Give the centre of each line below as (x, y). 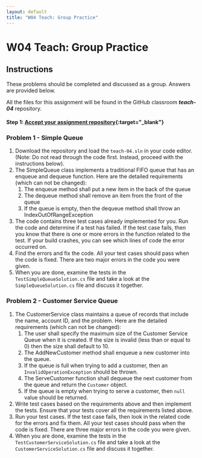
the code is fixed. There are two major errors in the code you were (97, 260)
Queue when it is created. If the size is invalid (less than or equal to (107, 340)
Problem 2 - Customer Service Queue (62, 301)
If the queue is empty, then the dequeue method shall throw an (102, 209)
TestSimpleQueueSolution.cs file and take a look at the (82, 279)
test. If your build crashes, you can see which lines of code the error (100, 240)
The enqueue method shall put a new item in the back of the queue (107, 189)
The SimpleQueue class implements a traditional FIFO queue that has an (105, 170)
